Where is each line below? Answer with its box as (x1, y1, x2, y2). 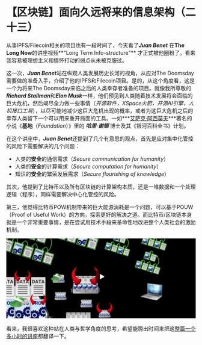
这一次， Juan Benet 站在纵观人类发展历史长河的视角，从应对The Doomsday (6, 69, 194, 76)
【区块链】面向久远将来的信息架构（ (6, 5, 186, 19)
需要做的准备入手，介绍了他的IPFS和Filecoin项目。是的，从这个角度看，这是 (6, 76, 195, 84)
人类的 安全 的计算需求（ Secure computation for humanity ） (14, 163, 162, 170)
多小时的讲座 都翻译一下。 (6, 332, 70, 340)
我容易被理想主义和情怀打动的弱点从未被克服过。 (6, 57, 127, 64)
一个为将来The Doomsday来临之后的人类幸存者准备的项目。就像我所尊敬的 (6, 84, 192, 92)
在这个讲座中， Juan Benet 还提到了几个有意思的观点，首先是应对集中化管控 (6, 135, 194, 142)
